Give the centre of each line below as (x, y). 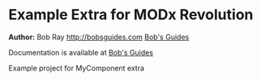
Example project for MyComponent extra (76, 68)
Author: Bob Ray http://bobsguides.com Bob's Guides (99, 37)
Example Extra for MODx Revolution (131, 15)
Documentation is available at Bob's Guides (81, 52)
